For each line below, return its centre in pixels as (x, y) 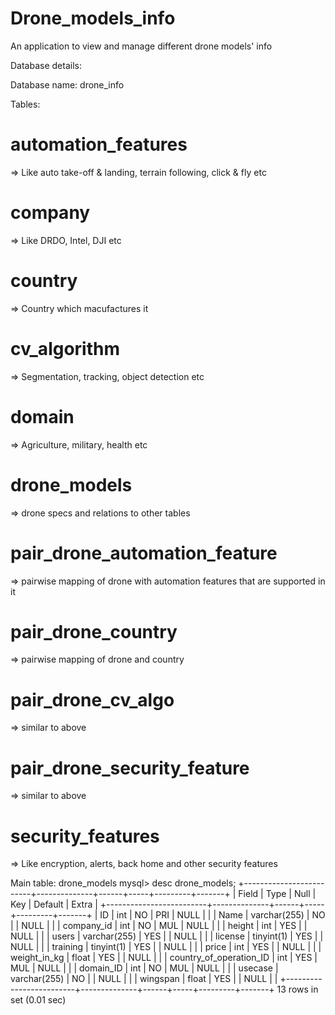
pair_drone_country (94, 631)
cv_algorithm (65, 348)
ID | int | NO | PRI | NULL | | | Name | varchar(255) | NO (212, 915)
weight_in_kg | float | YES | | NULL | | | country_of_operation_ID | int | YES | (164, 958)
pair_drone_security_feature (130, 768)
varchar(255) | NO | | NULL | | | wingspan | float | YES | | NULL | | (144, 979)
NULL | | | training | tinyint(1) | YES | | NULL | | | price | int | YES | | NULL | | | (166, 947)
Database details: (46, 65)
